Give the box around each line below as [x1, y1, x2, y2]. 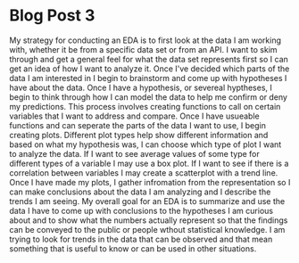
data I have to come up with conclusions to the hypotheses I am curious [9, 205, 274, 216]
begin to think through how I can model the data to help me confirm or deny [9, 91, 288, 103]
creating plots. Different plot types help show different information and [9, 129, 269, 140]
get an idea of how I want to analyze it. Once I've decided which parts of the [9, 63, 290, 74]
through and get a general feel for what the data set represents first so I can [9, 53, 288, 64]
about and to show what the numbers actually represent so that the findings [9, 215, 288, 226]
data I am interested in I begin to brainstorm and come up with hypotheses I [9, 72, 287, 83]
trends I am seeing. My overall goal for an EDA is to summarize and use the [9, 195, 286, 206]
